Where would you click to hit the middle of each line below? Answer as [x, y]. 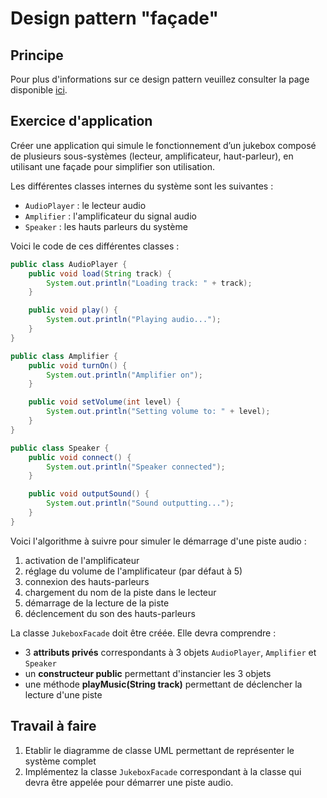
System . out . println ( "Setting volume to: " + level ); [158, 412]
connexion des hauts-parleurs [87, 581]
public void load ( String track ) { [100, 273]
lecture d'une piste [63, 694]
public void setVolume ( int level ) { [105, 402]
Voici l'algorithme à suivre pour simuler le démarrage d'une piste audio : [158, 541]
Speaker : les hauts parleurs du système [106, 226]
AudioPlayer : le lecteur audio [85, 205]
